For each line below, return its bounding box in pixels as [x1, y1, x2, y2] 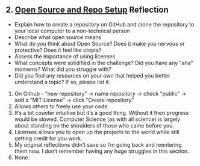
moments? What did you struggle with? [14, 66, 112, 73]
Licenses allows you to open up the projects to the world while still [14, 128, 180, 135]
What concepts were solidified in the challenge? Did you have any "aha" [14, 59, 194, 66]
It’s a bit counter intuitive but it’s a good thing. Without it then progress [14, 109, 189, 116]
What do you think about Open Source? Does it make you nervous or [14, 40, 185, 47]
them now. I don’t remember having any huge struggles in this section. [14, 147, 189, 155]
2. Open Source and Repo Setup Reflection [5, 5, 169, 15]
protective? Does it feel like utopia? [14, 46, 102, 54]
